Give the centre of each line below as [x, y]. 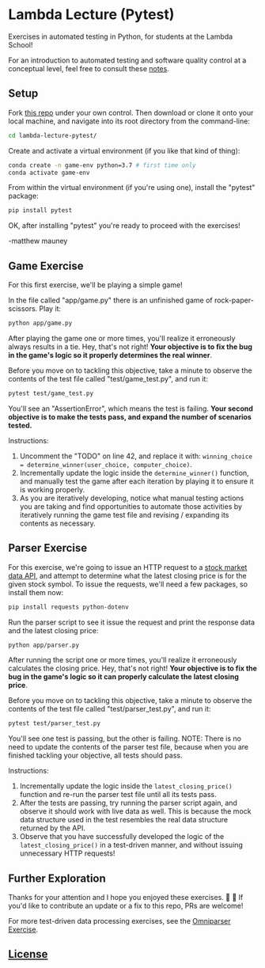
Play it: [50, 309]
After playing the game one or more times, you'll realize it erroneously [122, 338]
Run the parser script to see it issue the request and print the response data [132, 622]
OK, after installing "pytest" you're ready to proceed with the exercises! [125, 226]
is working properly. [52, 489]
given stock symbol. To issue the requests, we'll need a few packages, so [128, 584]
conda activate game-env [49, 173]
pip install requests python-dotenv [68, 607]
